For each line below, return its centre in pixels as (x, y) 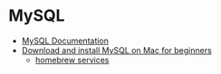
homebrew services (72, 60)
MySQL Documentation (65, 41)
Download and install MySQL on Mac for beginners (116, 50)
